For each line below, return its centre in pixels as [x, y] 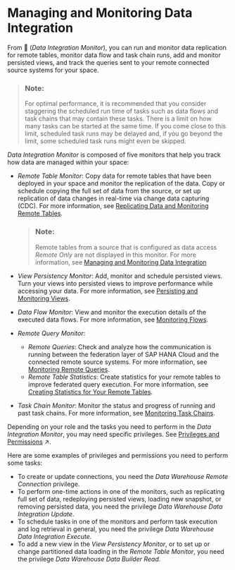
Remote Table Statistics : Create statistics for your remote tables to [124, 377]
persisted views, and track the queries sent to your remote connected [108, 62]
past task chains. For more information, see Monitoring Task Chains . [116, 413]
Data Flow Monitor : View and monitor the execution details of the [112, 312]
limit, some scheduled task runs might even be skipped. [105, 141]
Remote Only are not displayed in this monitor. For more [116, 255]
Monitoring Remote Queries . [69, 369]
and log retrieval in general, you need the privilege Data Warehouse [116, 529]
